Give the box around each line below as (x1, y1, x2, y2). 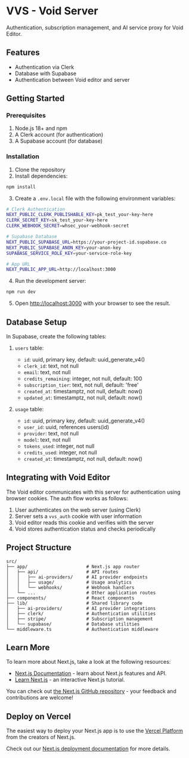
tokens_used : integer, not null (23, 443, 95, 450)
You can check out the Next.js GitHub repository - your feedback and (6, 688, 177, 695)
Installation (6, 152, 40, 161)
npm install (6, 184, 36, 190)
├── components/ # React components (6, 595, 135, 601)
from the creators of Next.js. (6, 734, 76, 741)
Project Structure (6, 543, 72, 553)
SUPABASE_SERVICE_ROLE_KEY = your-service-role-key (6, 250, 132, 256)
